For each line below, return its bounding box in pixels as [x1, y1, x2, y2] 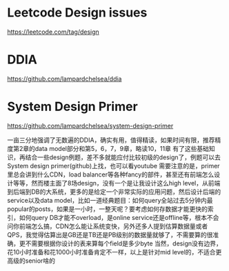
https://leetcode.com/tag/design [7, 28, 100, 36]
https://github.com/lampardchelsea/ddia [7, 74, 122, 83]
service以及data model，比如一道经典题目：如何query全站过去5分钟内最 [7, 196, 213, 204]
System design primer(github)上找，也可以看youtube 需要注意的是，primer [7, 161, 220, 170]
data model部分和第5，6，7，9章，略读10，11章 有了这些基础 [34, 144, 209, 152]
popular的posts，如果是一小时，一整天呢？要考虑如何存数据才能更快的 [7, 205, 208, 213]
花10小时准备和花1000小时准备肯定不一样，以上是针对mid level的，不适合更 [7, 248, 222, 256]
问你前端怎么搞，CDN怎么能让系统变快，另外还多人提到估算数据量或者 [7, 222, 208, 230]
